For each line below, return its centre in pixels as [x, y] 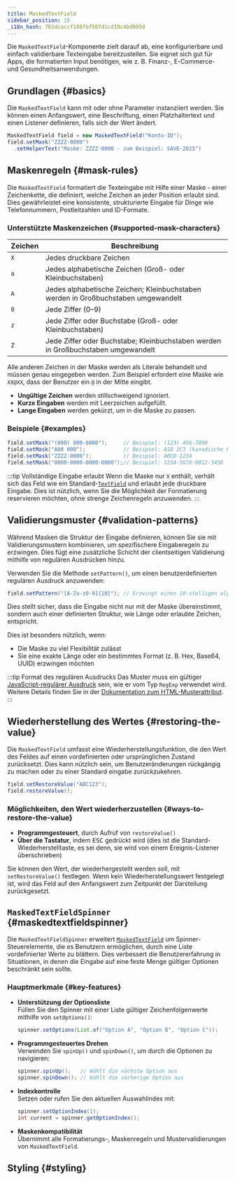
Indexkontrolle [39, 1091]
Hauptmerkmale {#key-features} [64, 987]
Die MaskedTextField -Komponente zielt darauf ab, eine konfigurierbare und [115, 47]
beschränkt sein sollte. [40, 969]
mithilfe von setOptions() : [55, 1017]
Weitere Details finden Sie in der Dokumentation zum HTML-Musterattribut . [115, 692]
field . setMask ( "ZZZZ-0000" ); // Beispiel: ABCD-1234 [100, 456]
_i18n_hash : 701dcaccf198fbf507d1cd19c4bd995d [76, 27]
